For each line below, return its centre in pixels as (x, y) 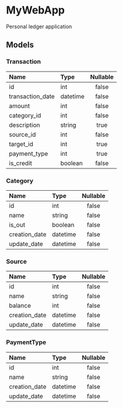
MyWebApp (36, 10)
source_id (22, 134)
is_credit (20, 163)
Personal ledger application (39, 26)
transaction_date (32, 96)
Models (20, 45)
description (25, 125)
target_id (21, 144)
